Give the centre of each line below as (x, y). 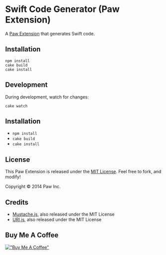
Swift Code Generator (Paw (63, 9)
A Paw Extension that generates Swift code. (50, 33)
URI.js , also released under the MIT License (57, 220)
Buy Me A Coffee (32, 235)
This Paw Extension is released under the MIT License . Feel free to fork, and (83, 172)
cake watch (16, 106)
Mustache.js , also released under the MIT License (63, 214)
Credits (17, 202)
